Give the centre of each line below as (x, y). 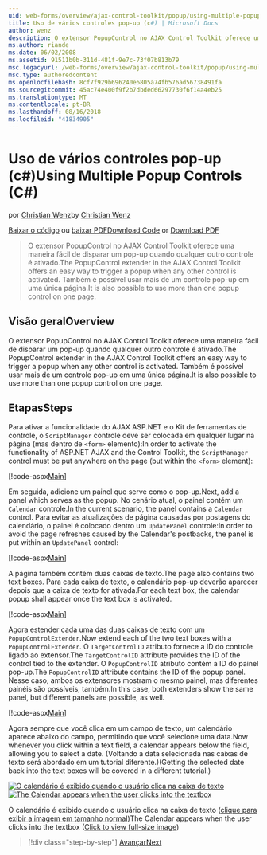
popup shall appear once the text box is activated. (90, 599)
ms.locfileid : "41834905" (51, 120)
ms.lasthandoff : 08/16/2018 (55, 112)
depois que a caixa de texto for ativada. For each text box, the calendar (124, 590)
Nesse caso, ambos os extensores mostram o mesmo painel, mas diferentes (133, 680)
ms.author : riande (39, 45)
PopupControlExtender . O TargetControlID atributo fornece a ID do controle (130, 647)
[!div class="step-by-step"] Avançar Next (95, 842)
